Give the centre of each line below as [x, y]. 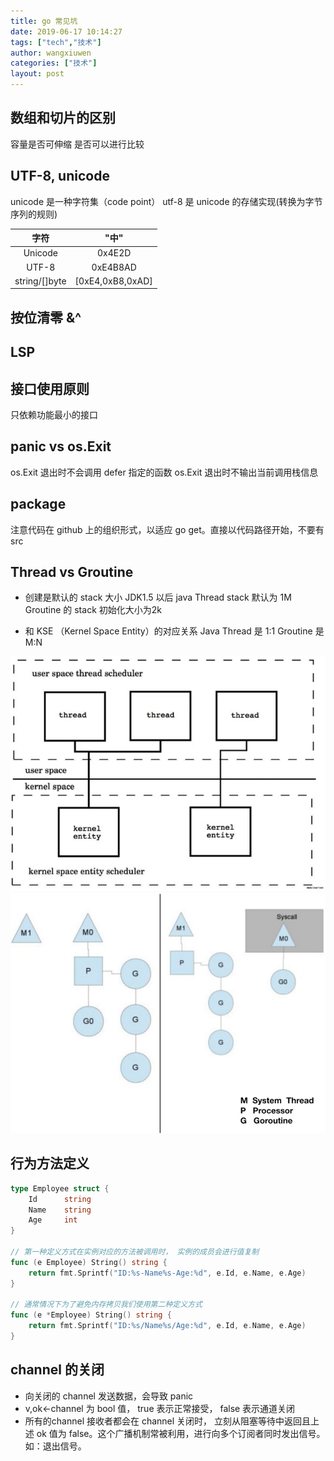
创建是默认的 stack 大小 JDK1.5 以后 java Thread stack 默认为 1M [158, 597]
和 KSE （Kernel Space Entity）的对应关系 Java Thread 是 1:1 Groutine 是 [174, 631]
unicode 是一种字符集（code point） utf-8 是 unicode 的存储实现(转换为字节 [166, 201]
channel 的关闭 [57, 1370]
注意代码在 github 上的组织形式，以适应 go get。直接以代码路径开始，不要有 [167, 529]
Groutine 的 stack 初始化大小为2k [93, 610]
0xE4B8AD [114, 267]
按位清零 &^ [46, 317]
